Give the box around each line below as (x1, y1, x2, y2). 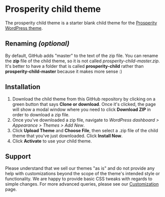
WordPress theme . (5, 25, 43, 31)
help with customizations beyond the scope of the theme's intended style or (5, 171, 160, 177)
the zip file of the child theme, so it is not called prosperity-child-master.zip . (5, 58, 160, 64)
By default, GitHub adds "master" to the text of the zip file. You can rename (5, 52, 158, 58)
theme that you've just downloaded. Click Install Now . (12, 133, 123, 139)
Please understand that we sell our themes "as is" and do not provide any (5, 165, 155, 171)
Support (5, 152, 31, 160)
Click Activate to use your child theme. (12, 138, 92, 144)
